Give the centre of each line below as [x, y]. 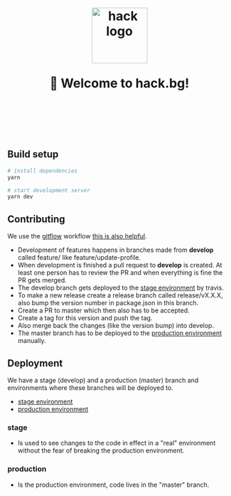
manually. [32, 341]
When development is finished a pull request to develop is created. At [120, 265]
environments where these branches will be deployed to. [91, 387]
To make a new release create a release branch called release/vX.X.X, [120, 295]
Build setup [33, 154]
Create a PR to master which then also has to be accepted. [103, 310]
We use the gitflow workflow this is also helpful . [77, 236]
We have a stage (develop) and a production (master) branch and [103, 380]
